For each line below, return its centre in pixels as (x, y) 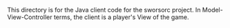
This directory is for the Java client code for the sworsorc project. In (104, 10)
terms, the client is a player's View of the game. (121, 17)
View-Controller (30, 17)
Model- (212, 10)
